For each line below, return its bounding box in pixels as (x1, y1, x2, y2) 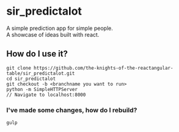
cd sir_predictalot (6, 75, 56, 82)
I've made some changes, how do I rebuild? (6, 106, 137, 114)
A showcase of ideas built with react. (6, 31, 100, 38)
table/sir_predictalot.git (6, 70, 75, 76)
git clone (6, 65, 32, 71)
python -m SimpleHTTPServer (6, 86, 78, 92)
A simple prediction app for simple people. (6, 24, 113, 32)
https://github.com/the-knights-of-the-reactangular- (33, 65, 174, 71)
